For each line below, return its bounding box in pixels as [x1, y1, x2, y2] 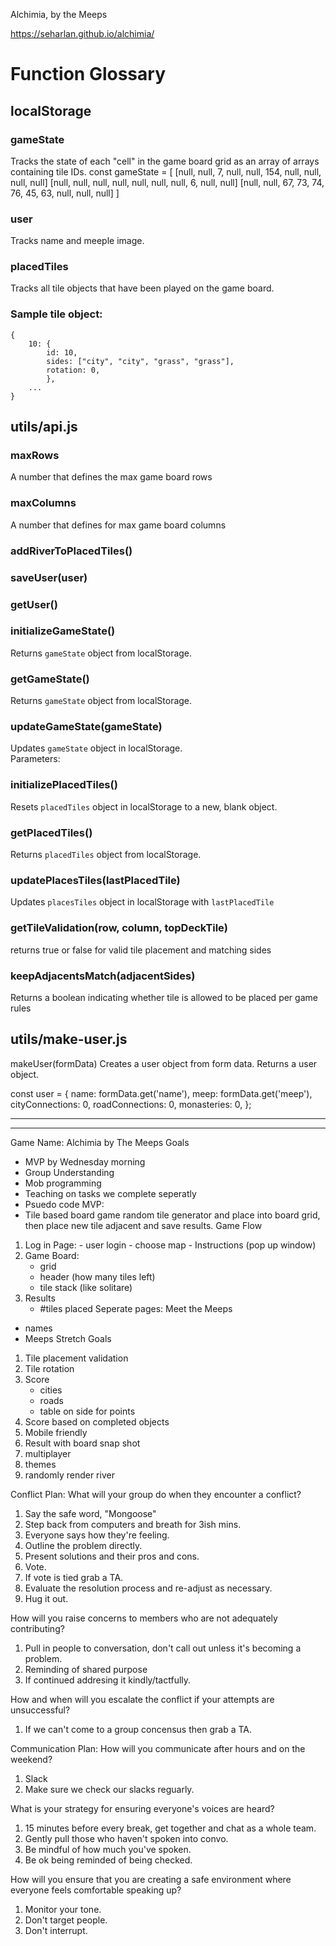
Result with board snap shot [24, 1437, 141, 1449]
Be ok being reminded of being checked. [24, 1854, 193, 1866]
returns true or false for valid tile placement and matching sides [10, 944, 272, 956]
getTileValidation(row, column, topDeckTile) [10, 921, 228, 935]
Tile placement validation [24, 1352, 129, 1364]
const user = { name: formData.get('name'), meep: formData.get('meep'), [10, 1087, 313, 1099]
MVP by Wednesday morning [24, 1155, 146, 1168]
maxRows [10, 449, 60, 463]
